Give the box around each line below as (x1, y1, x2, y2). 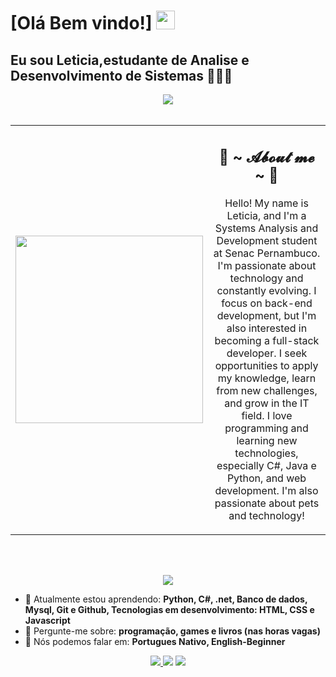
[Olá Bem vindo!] (10, 12, 153, 35)
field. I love (241, 408, 293, 422)
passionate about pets (214, 496, 320, 510)
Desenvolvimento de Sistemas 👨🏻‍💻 (10, 67, 233, 84)
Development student (216, 233, 318, 247)
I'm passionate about (217, 258, 317, 272)
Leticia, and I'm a (226, 208, 307, 222)
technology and (229, 271, 304, 285)
